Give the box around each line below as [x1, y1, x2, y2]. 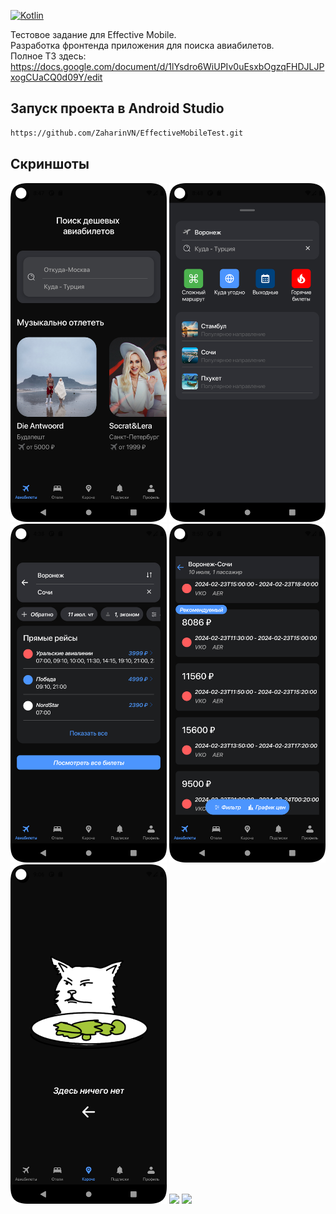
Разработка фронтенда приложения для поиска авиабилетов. [10, 40, 275, 51]
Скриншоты [10, 156, 90, 173]
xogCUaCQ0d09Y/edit [10, 71, 103, 83]
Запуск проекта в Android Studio [10, 100, 225, 117]
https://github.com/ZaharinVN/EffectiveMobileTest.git [10, 128, 244, 138]
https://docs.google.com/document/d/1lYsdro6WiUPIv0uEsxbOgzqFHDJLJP [10, 61, 325, 72]
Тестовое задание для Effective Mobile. [10, 29, 177, 40]
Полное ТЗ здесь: [10, 50, 87, 62]
